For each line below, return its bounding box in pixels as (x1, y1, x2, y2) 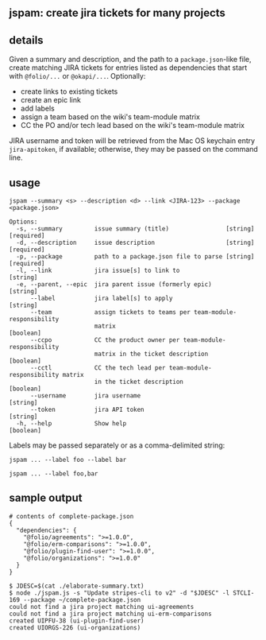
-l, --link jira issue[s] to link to (16, 266, 180, 275)
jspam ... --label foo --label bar (9, 456, 127, 464)
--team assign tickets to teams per (29, 308, 191, 316)
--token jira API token (29, 405, 145, 414)
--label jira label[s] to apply (29, 294, 173, 303)
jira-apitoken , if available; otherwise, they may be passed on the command (9, 145, 259, 154)
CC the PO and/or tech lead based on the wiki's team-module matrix (20, 121, 245, 130)
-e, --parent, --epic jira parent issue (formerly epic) (16, 281, 213, 289)
